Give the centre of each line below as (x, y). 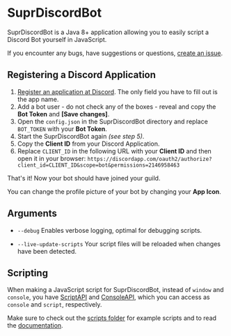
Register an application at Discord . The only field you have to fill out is (117, 91)
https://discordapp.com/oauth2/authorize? (150, 159)
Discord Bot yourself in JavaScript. (57, 39)
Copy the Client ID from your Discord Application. (88, 144)
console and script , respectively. (55, 305)
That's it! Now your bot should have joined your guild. (84, 178)
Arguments (32, 214)
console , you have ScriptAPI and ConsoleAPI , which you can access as (109, 297)
